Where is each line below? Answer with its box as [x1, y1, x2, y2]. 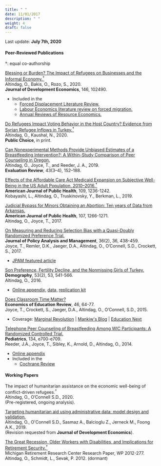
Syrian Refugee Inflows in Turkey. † [5, 126, 75, 133]
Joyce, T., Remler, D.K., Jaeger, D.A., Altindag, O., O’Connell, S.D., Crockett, [5, 243, 157, 249]
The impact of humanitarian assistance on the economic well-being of [5, 383, 146, 389]
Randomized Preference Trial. [5, 233, 65, 239]
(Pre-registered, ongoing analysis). [5, 399, 76, 405]
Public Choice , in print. [5, 137, 52, 143]
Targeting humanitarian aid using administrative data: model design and [5, 409, 149, 415]
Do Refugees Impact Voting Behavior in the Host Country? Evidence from [5, 120, 152, 127]
